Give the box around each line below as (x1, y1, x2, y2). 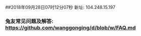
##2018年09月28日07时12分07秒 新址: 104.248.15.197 (5, 4, 116, 10)
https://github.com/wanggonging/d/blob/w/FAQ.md (5, 24, 136, 31)
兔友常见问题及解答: (5, 18, 54, 25)
